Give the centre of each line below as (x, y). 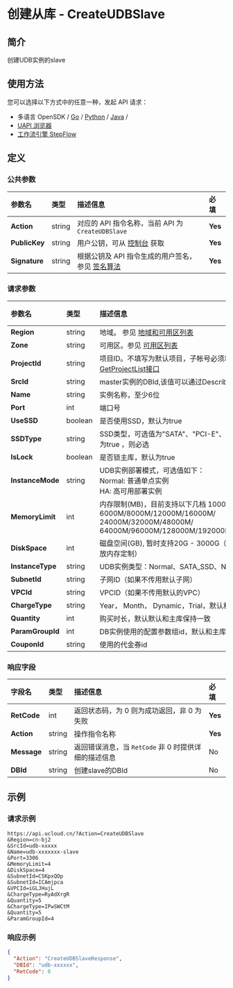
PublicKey (28, 242)
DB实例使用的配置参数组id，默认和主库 (163, 631)
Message (26, 752)
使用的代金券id (123, 645)
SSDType (26, 438)
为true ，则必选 (124, 444)
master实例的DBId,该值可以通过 (151, 382)
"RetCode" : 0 (32, 971)
